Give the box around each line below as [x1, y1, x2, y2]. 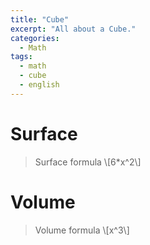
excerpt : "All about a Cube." [10, 24, 137, 34]
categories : [10, 33, 60, 43]
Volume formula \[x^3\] [34, 224, 130, 236]
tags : [10, 52, 33, 62]
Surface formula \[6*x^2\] [34, 156, 142, 168]
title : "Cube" [10, 14, 70, 25]
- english [19, 80, 60, 90]
